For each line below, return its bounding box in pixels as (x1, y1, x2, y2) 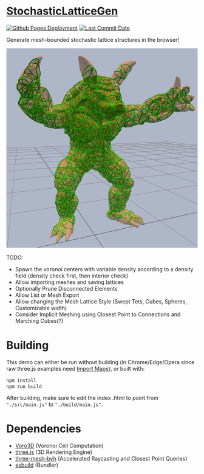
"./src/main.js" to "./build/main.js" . (6, 401, 103, 408)
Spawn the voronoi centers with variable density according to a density (15, 265, 194, 273)
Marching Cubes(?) (15, 317, 64, 324)
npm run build (6, 384, 42, 390)
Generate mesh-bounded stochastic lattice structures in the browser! (6, 36, 180, 43)
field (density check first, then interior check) (15, 272, 129, 279)
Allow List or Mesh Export (15, 291, 80, 299)
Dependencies (6, 422, 81, 436)
